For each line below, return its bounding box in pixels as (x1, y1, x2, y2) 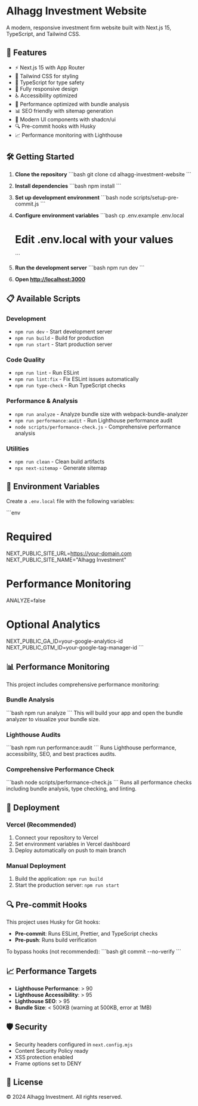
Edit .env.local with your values (14, 232, 174, 246)
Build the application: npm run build (14, 875, 103, 883)
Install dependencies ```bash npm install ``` (14, 182, 122, 189)
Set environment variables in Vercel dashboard (14, 841, 130, 848)
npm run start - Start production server (14, 341, 113, 348)
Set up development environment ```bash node (14, 194, 132, 201)
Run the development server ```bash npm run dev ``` (14, 264, 145, 271)
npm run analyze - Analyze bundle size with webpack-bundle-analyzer (14, 410, 188, 418)
